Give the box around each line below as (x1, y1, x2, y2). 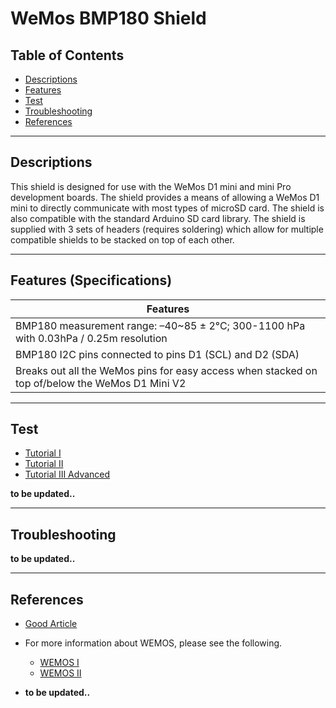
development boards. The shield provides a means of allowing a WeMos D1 (10, 191, 320, 203)
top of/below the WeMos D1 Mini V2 (15, 376, 187, 390)
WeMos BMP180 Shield (10, 7, 207, 30)
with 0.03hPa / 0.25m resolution (15, 331, 168, 345)
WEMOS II (39, 667, 82, 679)
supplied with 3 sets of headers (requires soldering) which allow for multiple (10, 223, 324, 235)
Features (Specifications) (10, 272, 173, 289)
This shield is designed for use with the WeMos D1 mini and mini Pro (10, 180, 292, 192)
